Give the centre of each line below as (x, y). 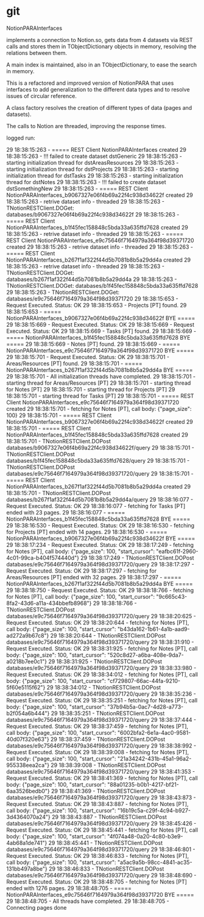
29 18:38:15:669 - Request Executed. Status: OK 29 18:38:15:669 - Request (100, 324)
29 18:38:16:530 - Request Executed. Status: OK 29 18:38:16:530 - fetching (100, 525)
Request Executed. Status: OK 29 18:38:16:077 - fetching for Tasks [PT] (96, 506)
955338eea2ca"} (28, 765)
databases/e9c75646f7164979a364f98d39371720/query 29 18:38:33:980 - (101, 668)
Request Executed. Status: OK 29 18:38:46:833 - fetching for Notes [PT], (98, 855)
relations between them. (37, 52)
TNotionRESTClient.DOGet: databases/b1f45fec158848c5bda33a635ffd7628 (102, 285)
